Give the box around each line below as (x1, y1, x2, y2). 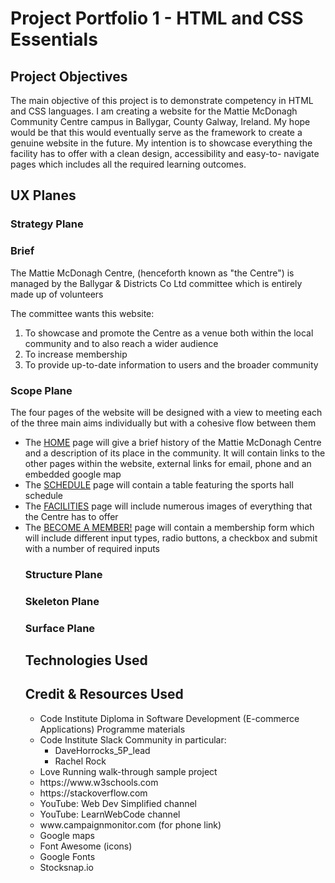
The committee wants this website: (10, 307, 155, 319)
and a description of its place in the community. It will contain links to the (24, 447, 326, 459)
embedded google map (24, 468, 122, 480)
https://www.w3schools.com (39, 776, 159, 788)
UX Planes (10, 187, 77, 204)
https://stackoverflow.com (39, 787, 148, 799)
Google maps (39, 829, 95, 841)
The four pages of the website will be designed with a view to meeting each (10, 406, 323, 418)
